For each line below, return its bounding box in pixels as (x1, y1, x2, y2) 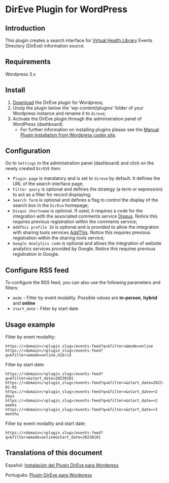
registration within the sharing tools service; (12, 235, 105, 241)
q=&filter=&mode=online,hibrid (5, 353, 72, 358)
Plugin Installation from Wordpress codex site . (20, 131, 117, 138)
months (5, 412, 19, 417)
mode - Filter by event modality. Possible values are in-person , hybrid (12, 294, 157, 301)
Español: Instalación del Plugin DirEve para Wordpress (5, 462, 119, 468)
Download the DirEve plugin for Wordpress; (12, 99, 104, 105)
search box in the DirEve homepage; (12, 202, 89, 208)
